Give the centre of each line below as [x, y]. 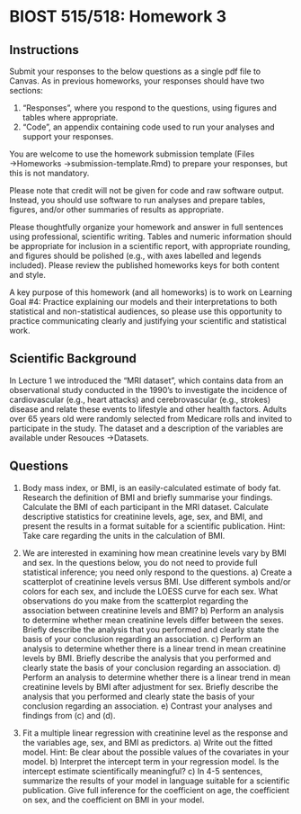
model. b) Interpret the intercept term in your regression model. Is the [150, 761]
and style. [28, 275]
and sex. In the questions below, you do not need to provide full [140, 562]
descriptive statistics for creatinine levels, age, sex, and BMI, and [142, 516]
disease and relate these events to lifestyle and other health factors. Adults [148, 409]
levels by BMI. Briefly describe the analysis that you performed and [146, 657]
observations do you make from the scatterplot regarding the [135, 601]
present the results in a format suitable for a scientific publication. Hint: [154, 526]
